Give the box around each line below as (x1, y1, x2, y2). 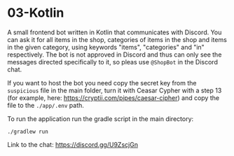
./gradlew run (7, 128, 49, 135)
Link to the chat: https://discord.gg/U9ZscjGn (7, 140, 139, 148)
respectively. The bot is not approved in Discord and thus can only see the (7, 50, 222, 59)
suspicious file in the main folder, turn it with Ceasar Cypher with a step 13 (7, 86, 222, 94)
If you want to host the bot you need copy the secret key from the (7, 78, 197, 87)
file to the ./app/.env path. (7, 101, 84, 109)
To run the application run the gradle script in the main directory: (7, 114, 194, 123)
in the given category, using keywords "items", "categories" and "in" (7, 43, 205, 51)
